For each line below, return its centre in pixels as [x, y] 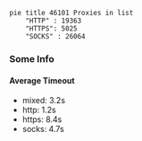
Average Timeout [42, 80]
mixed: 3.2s [43, 101]
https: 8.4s [42, 119]
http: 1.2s [39, 110]
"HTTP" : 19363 [54, 21]
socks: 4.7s [43, 129]
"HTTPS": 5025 [51, 29]
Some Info [32, 58]
